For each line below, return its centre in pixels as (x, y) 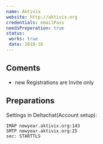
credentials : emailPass (35, 22)
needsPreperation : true (35, 28)
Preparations (30, 101)
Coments (23, 68)
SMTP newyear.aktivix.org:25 (42, 131)
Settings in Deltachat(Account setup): (51, 115)
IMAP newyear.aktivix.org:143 (43, 126)
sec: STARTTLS (24, 136)
